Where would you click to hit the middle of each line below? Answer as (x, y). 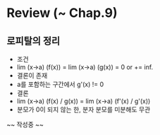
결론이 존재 (32, 75)
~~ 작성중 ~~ (25, 124)
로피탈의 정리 (33, 41)
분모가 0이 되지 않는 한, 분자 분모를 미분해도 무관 (84, 110)
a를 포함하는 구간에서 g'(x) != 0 (60, 84)
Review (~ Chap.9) (62, 13)
